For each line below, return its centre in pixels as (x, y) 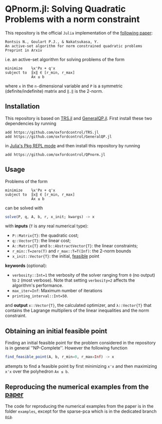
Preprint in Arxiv (24, 50)
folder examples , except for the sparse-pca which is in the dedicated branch (81, 411)
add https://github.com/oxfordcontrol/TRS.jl (52, 132)
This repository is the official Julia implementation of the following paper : (79, 33)
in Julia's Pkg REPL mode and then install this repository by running (72, 145)
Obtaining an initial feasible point (56, 331)
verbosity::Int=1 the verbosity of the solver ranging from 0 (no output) (84, 275)
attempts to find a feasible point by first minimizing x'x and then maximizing (81, 366)
